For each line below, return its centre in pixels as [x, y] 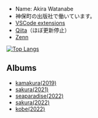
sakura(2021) [32, 89]
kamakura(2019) [36, 83]
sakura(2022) [32, 102]
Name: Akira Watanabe [44, 9]
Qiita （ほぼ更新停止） [43, 30]
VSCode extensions [40, 23]
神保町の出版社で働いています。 [55, 16]
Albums [21, 68]
